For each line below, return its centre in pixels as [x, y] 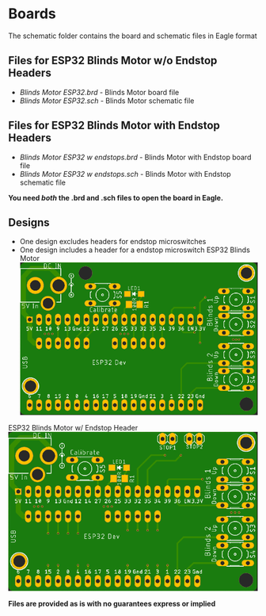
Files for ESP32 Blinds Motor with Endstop [114, 126]
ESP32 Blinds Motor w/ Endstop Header [73, 427]
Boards [32, 14]
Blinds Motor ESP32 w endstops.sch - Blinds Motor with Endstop [125, 174]
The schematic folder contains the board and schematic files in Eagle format [133, 36]
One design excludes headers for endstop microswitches [113, 242]
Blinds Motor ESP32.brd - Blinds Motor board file [99, 92]
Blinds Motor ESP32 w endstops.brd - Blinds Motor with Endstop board [135, 157]
